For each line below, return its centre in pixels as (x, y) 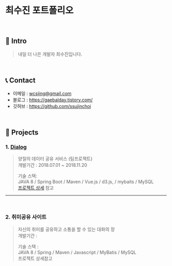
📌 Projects (22, 132)
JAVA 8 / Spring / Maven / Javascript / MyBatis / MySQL (77, 252)
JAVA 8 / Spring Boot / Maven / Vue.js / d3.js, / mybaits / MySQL (86, 182)
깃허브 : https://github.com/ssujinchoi (52, 106)
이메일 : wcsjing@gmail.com (42, 93)
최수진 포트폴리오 (39, 10)
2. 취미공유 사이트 (26, 217)
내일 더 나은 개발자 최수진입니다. (50, 54)
